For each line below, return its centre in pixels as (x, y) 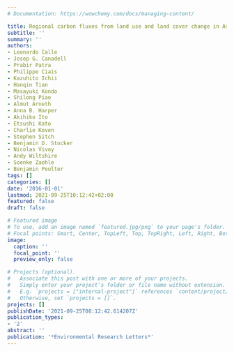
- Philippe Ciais (32, 72)
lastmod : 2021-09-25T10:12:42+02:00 (60, 195)
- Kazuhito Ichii (32, 78)
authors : (20, 46)
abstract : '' (26, 331)
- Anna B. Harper (32, 111)
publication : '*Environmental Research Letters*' (81, 337)
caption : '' (31, 246)
